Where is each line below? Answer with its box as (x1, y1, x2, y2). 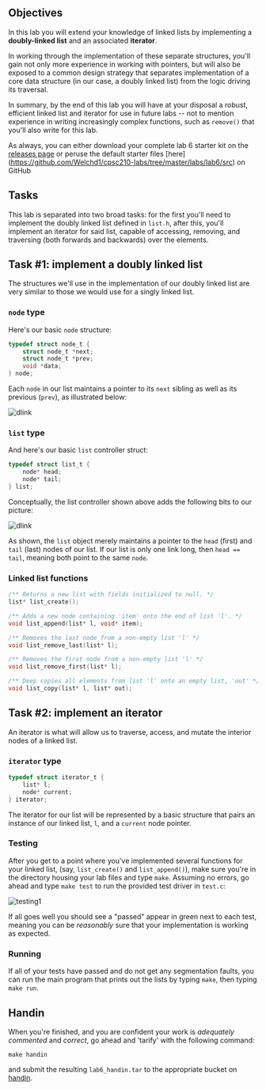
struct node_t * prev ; (22, 355, 93, 363)
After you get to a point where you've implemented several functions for (8, 856, 243, 865)
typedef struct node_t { (8, 340, 90, 348)
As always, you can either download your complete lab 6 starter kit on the (8, 140, 249, 149)
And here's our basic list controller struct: (8, 445, 149, 455)
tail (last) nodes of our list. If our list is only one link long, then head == (8, 544, 241, 554)
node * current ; (22, 788, 73, 796)
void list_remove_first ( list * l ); (8, 663, 123, 671)
